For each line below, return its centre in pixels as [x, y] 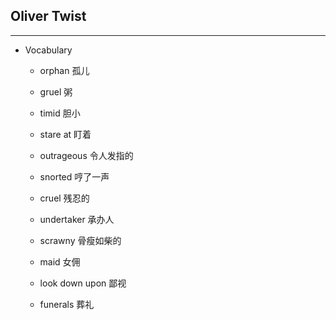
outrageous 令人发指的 [86, 155]
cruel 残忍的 [64, 198]
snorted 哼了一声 [74, 176]
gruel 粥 [56, 91]
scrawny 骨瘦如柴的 [80, 240]
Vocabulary [48, 50]
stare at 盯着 [65, 134]
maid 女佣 [60, 261]
